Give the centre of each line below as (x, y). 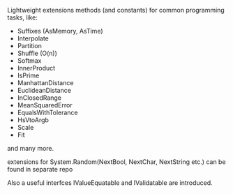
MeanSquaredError (45, 105)
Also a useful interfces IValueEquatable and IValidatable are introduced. (110, 183)
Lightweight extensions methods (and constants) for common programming (116, 10)
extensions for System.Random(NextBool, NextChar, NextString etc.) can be (116, 162)
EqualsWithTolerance (47, 112)
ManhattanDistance (45, 83)
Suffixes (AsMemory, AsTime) (60, 31)
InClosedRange (39, 98)
